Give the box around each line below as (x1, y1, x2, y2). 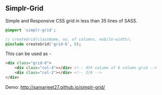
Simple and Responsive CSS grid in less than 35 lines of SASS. (5, 17, 137, 23)
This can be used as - (5, 51, 51, 57)
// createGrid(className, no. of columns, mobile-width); (5, 37, 132, 42)
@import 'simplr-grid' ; (5, 28, 56, 33)
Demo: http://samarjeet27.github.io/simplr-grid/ (5, 84, 105, 90)
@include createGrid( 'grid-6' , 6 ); (5, 41, 82, 46)
